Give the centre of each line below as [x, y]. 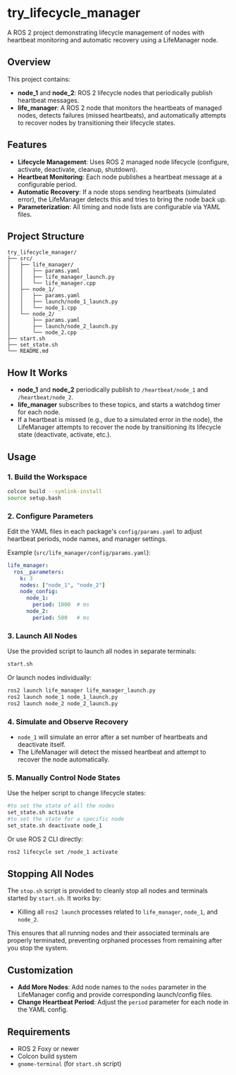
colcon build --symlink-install [55, 491]
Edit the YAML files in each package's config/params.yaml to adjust [105, 531]
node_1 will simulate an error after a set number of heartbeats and [112, 737]
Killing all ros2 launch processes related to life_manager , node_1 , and [118, 912]
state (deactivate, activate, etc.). [64, 435]
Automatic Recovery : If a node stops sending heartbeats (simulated [117, 192]
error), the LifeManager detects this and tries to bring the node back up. [122, 199]
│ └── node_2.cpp [42, 333]
